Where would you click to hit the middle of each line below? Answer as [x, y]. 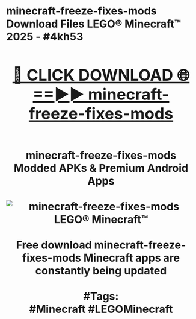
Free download [54, 245]
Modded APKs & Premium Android [101, 168]
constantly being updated [101, 270]
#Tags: [101, 296]
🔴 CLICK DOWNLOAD [93, 75]
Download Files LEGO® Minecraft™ [94, 24]
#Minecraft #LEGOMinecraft [101, 309]
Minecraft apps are [132, 258]
